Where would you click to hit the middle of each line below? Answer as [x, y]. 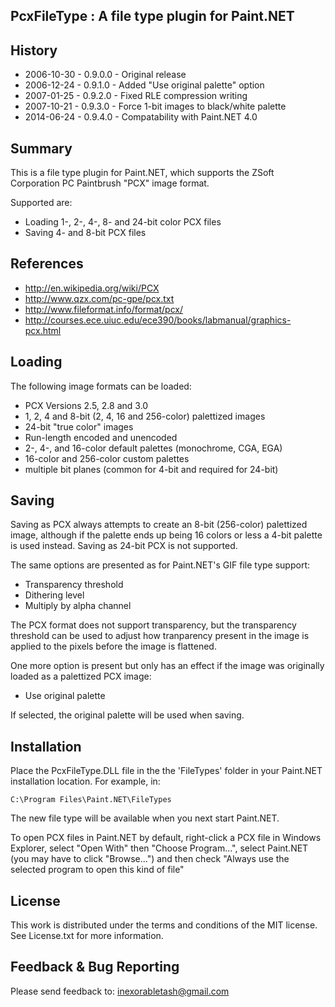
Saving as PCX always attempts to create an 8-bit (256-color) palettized [159, 525]
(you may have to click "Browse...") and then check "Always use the [150, 859]
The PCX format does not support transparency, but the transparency [153, 625]
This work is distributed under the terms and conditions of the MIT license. [164, 925]
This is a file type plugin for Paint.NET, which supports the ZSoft [142, 173]
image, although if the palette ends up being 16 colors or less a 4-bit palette [166, 535]
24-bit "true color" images [79, 426]
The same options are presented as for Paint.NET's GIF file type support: [160, 565]
